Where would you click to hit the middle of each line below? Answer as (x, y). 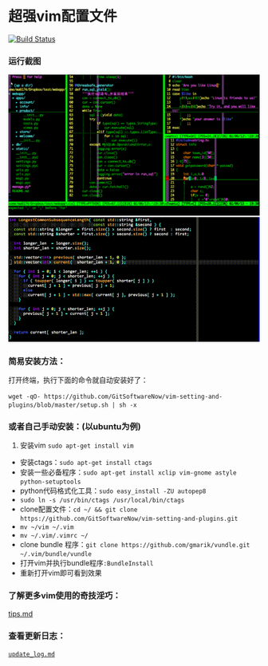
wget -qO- (25, 397)
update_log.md (32, 655)
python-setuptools (50, 482)
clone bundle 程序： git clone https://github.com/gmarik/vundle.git (135, 545)
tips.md (21, 613)
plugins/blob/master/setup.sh (59, 405)
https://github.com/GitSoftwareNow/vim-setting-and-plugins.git (129, 519)
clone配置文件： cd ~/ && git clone (79, 509)
